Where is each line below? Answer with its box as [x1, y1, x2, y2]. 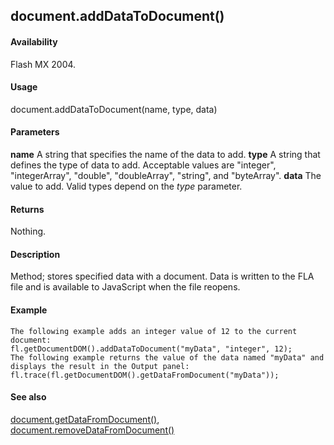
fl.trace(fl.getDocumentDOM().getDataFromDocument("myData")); [10, 370, 280, 380]
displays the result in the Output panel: [10, 361, 190, 371]
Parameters [10, 126, 60, 138]
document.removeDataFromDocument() [10, 424, 175, 436]
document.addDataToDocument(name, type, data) [10, 103, 218, 115]
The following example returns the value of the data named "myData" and [10, 352, 325, 363]
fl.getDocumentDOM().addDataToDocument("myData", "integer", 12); [10, 344, 293, 354]
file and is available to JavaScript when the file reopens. [10, 281, 241, 293]
